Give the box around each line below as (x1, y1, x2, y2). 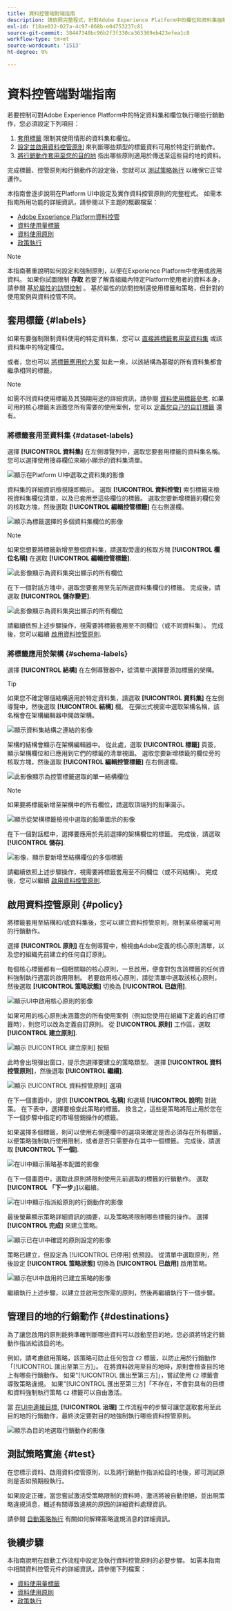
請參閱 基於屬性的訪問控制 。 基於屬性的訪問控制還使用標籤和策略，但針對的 (7, 284, 224, 292)
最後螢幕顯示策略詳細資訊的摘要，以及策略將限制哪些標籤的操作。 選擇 (7, 1213, 209, 1221)
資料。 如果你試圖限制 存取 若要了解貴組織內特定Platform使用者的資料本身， (7, 275, 224, 283)
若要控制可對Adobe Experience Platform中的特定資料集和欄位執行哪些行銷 (7, 110, 219, 119)
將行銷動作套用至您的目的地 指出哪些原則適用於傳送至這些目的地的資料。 (17, 151, 225, 160)
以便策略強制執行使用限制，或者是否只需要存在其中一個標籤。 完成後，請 (7, 1137, 215, 1145)
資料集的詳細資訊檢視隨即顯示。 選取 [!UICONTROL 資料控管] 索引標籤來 (7, 485, 214, 494)
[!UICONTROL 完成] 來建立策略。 (7, 1222, 101, 1230)
